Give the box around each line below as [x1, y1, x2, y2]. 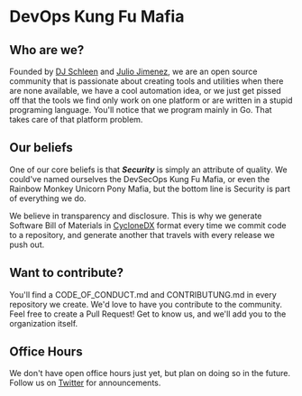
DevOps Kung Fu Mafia [9, 6, 185, 27]
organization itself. [9, 318, 78, 328]
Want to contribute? [9, 265, 124, 281]
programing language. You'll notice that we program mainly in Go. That [9, 105, 272, 115]
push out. [9, 239, 45, 250]
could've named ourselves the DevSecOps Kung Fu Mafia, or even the [9, 173, 270, 184]
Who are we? [9, 42, 85, 58]
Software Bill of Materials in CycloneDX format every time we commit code [9, 219, 287, 231]
